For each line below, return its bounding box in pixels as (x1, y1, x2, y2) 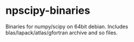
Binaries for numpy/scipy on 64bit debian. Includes (5, 23, 128, 30)
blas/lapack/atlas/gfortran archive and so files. (5, 29, 118, 36)
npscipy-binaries (5, 4, 91, 17)
